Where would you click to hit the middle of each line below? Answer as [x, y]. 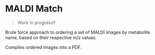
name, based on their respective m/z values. [51, 37]
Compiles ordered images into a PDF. [43, 47]
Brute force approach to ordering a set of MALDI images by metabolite [78, 32]
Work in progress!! [36, 22]
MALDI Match [34, 9]
